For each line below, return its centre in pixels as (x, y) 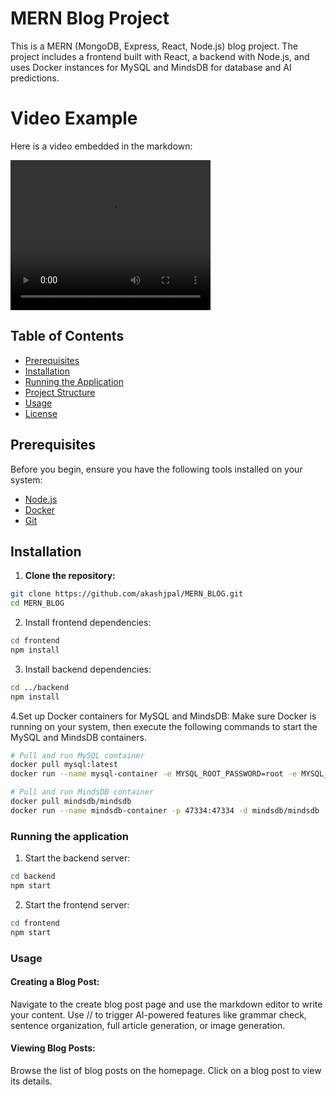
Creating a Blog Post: (55, 982)
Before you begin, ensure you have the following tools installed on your (156, 469)
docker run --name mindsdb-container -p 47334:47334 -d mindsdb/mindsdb (165, 810)
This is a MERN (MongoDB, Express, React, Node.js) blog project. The (154, 46)
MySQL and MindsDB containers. (78, 737)
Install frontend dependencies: (88, 623)
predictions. (35, 78)
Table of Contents (67, 336)
